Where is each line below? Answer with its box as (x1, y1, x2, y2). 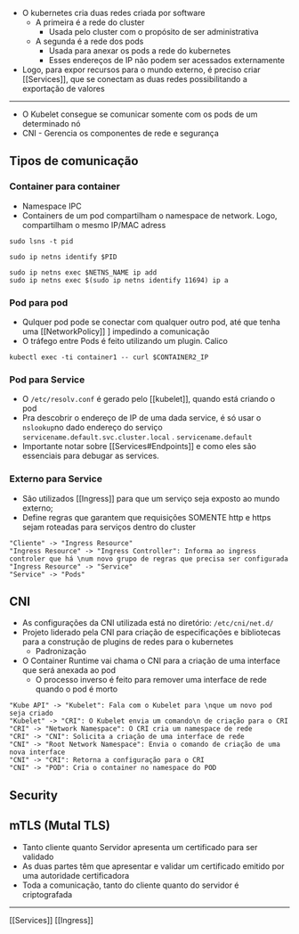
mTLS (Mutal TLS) (9, 818, 111, 833)
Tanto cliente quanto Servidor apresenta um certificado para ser (21, 841, 258, 852)
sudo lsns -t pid (9, 236, 74, 246)
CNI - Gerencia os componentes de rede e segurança (21, 128, 220, 138)
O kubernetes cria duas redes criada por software (21, 8, 206, 18)
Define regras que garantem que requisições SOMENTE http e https (21, 512, 271, 522)
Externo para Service (9, 472, 102, 485)
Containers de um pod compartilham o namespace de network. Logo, (21, 209, 278, 221)
